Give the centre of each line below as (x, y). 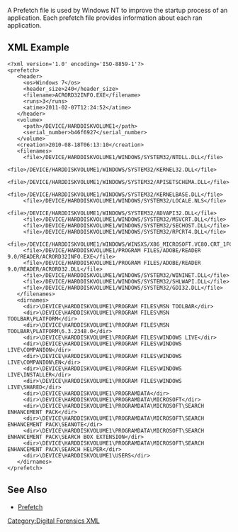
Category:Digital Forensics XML (54, 521)
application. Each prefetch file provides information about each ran (105, 18)
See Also (27, 490)
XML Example (38, 48)
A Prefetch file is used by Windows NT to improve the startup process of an (118, 10)
